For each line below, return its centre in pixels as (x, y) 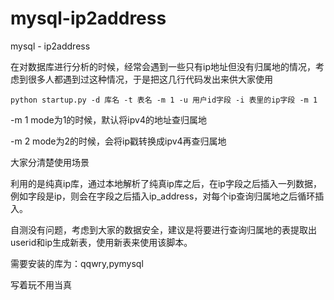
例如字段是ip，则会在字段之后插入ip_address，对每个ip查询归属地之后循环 (163, 196)
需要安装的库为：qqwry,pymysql (77, 263)
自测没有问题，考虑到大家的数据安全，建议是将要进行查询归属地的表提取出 (163, 229)
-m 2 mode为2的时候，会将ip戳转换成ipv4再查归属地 (118, 141)
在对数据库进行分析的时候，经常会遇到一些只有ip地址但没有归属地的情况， (163, 66)
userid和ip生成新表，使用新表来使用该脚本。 (101, 242)
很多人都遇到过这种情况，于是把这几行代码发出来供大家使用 (150, 79)
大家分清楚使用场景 (50, 162)
